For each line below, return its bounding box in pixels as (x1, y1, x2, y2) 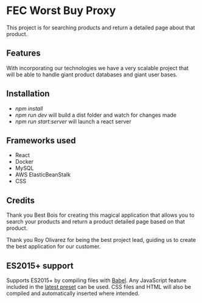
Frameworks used (6, 135, 76, 145)
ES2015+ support (6, 260, 74, 271)
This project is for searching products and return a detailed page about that (6, 24, 195, 31)
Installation (6, 89, 50, 99)
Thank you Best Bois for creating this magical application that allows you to (6, 211, 195, 219)
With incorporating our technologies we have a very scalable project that (6, 64, 189, 71)
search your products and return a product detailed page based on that (6, 218, 185, 225)
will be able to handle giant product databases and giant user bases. (6, 71, 178, 78)
